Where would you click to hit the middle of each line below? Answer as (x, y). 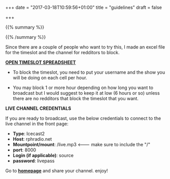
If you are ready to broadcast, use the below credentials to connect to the (83, 118)
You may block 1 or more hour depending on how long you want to (83, 87)
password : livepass (34, 161)
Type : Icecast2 (29, 133)
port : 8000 (24, 150)
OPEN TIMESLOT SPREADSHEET (41, 62)
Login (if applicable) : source (43, 155)
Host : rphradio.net (32, 139)
